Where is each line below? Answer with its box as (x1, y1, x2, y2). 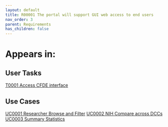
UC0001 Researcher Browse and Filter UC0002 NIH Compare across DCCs (5, 110, 163, 116)
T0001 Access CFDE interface (5, 82, 68, 88)
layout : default (5, 7, 40, 13)
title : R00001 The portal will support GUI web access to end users (5, 12, 154, 17)
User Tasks (5, 68, 42, 77)
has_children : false (5, 27, 49, 32)
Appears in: (5, 48, 56, 60)
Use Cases (5, 97, 40, 106)
